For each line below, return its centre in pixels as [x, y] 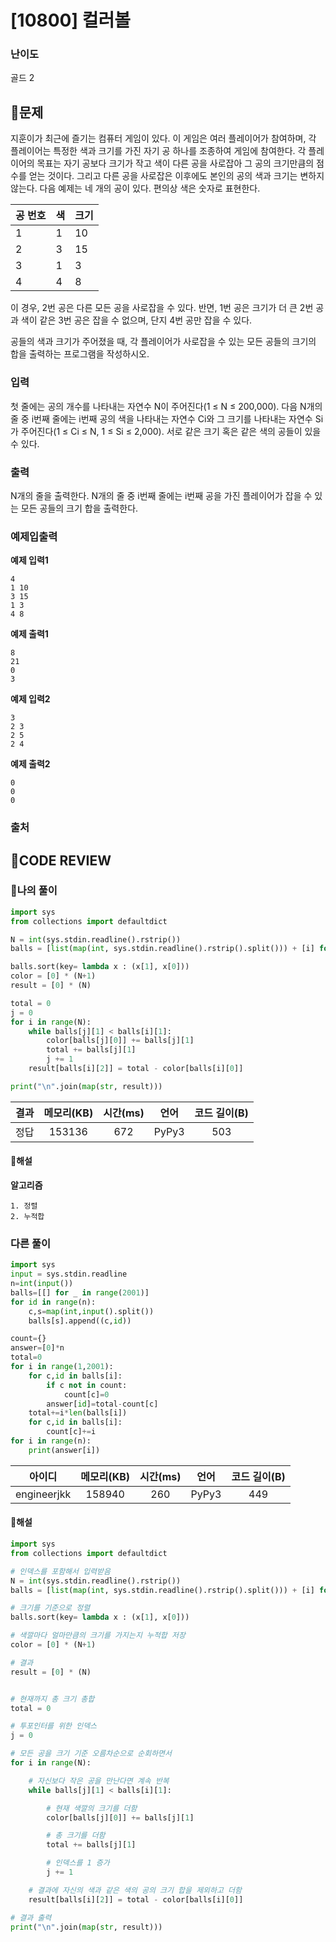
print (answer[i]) [64, 1450]
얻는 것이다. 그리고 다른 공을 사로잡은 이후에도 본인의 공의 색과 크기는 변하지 [176, 176]
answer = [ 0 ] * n [37, 1348]
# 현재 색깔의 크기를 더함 [92, 1808]
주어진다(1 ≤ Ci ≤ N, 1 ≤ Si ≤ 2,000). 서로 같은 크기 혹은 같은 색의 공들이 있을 [171, 431]
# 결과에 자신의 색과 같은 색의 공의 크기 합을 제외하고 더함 [135, 1890]
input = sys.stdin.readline [69, 1274]
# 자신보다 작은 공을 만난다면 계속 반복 [99, 1781]
